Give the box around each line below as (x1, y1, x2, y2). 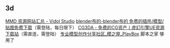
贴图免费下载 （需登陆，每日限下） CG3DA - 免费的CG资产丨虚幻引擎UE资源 (5, 24, 165, 30)
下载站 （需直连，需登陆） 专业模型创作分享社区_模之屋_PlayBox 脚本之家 (5, 30, 159, 37)
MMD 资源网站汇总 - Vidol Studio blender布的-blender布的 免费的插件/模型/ (5, 18, 164, 24)
